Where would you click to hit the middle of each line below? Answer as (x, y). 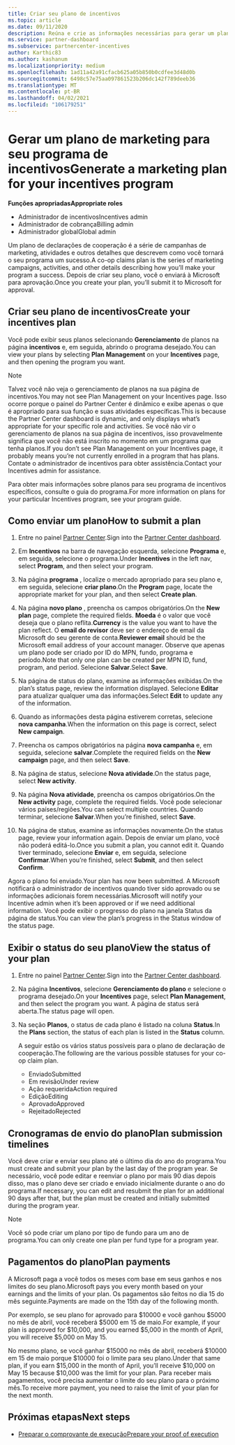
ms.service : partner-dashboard (53, 40)
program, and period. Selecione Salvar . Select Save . (93, 668)
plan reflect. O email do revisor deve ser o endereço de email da (111, 631)
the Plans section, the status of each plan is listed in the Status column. (121, 1033)
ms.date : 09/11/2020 (38, 27)
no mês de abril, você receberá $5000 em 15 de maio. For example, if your (114, 1322)
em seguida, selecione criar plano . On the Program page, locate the (115, 587)
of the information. (45, 703)
